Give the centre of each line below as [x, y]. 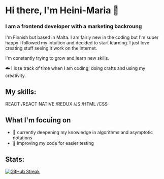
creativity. [16, 75]
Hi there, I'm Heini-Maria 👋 [62, 10]
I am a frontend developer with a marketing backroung [74, 27]
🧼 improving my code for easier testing [53, 143]
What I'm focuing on [38, 120]
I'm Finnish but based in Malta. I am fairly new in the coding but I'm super [82, 37]
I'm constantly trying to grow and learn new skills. [57, 58]
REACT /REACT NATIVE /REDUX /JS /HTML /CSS [57, 104]
